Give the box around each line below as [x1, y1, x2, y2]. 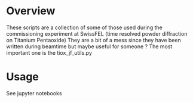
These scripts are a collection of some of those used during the [6, 24, 163, 31]
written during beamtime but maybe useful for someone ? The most [6, 43, 173, 50]
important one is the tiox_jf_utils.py [6, 49, 93, 56]
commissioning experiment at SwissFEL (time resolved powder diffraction [6, 30, 188, 37]
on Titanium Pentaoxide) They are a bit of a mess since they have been [6, 36, 181, 43]
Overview [6, 4, 56, 18]
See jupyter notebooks [6, 89, 62, 96]
